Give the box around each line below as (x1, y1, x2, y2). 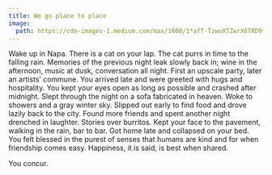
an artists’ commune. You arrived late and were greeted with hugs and (8, 74, 243, 85)
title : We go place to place (8, 11, 107, 20)
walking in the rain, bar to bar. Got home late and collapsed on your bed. (8, 126, 249, 135)
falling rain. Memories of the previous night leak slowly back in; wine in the (8, 57, 257, 67)
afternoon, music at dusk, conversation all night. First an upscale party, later (8, 66, 262, 76)
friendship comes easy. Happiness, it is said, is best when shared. (8, 143, 229, 153)
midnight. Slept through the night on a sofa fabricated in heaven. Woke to (8, 92, 253, 102)
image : (8, 19, 31, 27)
